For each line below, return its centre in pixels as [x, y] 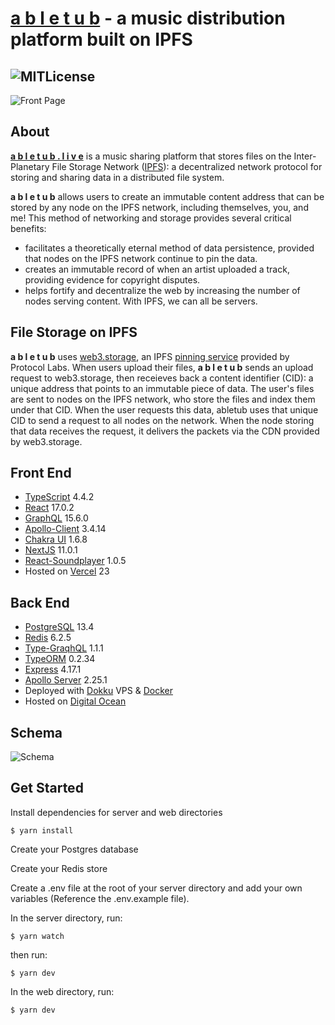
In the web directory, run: [62, 991]
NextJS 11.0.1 [51, 550]
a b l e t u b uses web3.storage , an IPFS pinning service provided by [150, 356]
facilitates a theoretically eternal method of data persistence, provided [169, 248]
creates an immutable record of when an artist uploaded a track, [157, 269]
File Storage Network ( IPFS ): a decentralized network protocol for [187, 166]
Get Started [47, 788]
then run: [29, 954]
